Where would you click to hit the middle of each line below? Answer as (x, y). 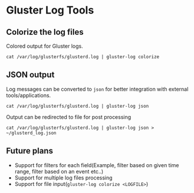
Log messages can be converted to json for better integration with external (97, 89)
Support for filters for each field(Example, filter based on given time (97, 165)
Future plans (29, 151)
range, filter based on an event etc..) (59, 171)
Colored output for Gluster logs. (45, 46)
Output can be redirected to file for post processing (69, 117)
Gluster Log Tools (50, 10)
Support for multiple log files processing (64, 178)
